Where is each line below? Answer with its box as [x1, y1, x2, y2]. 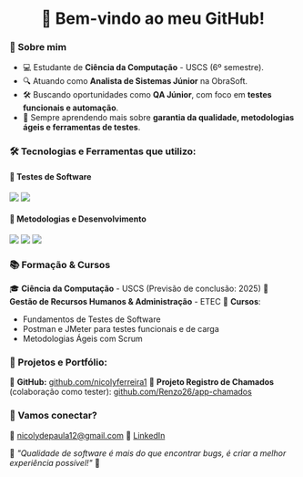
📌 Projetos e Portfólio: [9, 356, 107, 368]
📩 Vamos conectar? [9, 410, 97, 422]
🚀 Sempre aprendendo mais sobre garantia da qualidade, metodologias [22, 112, 295, 123]
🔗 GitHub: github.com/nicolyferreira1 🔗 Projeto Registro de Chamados [9, 377, 275, 388]
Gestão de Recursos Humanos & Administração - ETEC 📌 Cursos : [9, 296, 261, 307]
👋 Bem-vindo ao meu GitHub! [40, 8, 266, 29]
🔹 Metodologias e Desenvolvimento [9, 213, 147, 224]
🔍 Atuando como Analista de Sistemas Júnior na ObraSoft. [22, 76, 248, 87]
